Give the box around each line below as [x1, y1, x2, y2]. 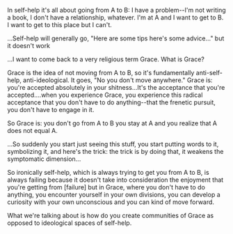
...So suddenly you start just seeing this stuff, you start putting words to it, [7, 140, 219, 148]
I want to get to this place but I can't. [7, 21, 113, 29]
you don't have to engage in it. [7, 106, 95, 114]
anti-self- [195, 69, 223, 77]
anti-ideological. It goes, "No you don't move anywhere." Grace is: [23, 76, 213, 84]
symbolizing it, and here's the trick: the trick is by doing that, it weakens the [7, 148, 224, 155]
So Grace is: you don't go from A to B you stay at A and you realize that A [7, 119, 218, 127]
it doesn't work [7, 42, 51, 49]
